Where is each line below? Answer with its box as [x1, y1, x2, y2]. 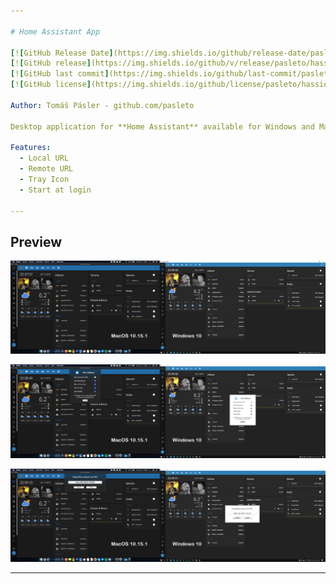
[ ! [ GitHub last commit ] [10, 69, 110, 79]
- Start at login [19, 185, 92, 195]
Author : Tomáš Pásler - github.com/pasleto [10, 100, 195, 110]
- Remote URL [19, 164, 74, 174]
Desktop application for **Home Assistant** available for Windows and [10, 121, 315, 132]
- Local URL [19, 153, 70, 164]
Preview [10, 233, 63, 250]
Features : [10, 143, 52, 153]
